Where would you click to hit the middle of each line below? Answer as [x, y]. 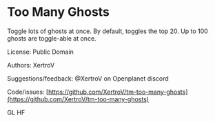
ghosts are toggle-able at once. [52, 38]
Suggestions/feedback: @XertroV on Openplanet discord [88, 78]
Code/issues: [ [28, 92]
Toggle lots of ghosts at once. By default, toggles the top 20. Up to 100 [107, 31]
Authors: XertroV [31, 65]
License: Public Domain [41, 52]
